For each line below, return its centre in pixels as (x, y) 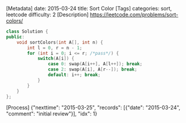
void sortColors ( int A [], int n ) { (60, 42)
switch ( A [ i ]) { (56, 59)
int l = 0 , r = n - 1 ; (55, 48)
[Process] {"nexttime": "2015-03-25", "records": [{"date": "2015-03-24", (93, 108)
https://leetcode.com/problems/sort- (134, 15)
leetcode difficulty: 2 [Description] (47, 15)
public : (15, 37)
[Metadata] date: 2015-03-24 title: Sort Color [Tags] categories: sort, (89, 8)
